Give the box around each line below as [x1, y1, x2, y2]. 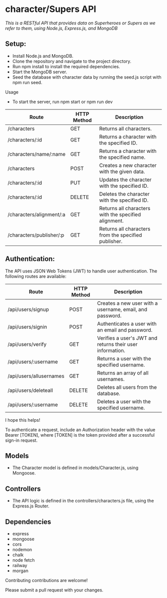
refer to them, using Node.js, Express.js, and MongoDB [5, 25, 118, 31]
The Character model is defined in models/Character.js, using [12, 465, 139, 471]
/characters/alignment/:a [7, 211, 66, 218]
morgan [12, 568, 29, 574]
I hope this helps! [5, 417, 41, 423]
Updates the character [99, 176, 152, 183]
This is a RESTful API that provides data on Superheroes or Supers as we [5, 20, 156, 26]
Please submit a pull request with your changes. [5, 587, 103, 593]
